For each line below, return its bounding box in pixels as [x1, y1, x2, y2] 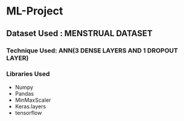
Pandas [14, 90, 34, 97]
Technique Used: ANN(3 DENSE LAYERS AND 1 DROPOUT [6, 46, 178, 55]
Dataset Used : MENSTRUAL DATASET [6, 28, 153, 39]
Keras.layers [14, 102, 46, 110]
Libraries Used [6, 70, 50, 78]
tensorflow [14, 109, 42, 116]
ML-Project [6, 4, 63, 18]
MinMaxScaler [14, 96, 51, 104]
